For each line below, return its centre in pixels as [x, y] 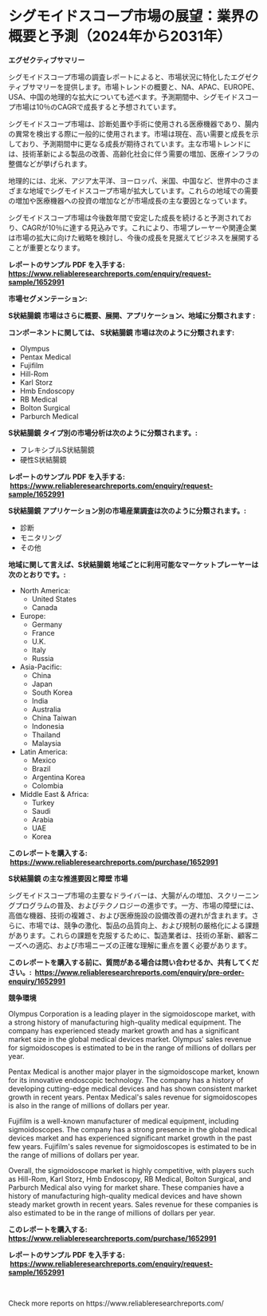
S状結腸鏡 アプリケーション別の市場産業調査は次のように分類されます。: [128, 510]
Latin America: [43, 751]
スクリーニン [238, 895]
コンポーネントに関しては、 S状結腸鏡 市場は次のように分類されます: [122, 332]
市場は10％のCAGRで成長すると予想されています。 [98, 107]
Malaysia [46, 743]
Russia [43, 658]
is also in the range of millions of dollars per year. [89, 1105]
